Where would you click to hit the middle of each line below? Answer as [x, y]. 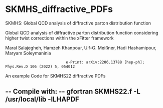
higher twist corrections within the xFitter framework [59, 38]
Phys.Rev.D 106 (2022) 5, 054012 [40, 66]
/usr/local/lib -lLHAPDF [42, 99]
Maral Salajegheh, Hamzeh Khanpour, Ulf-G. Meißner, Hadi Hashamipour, [81, 47]
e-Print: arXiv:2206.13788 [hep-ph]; [105, 62]
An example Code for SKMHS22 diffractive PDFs [55, 75]
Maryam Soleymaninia [28, 53]
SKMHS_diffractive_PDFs [59, 9]
